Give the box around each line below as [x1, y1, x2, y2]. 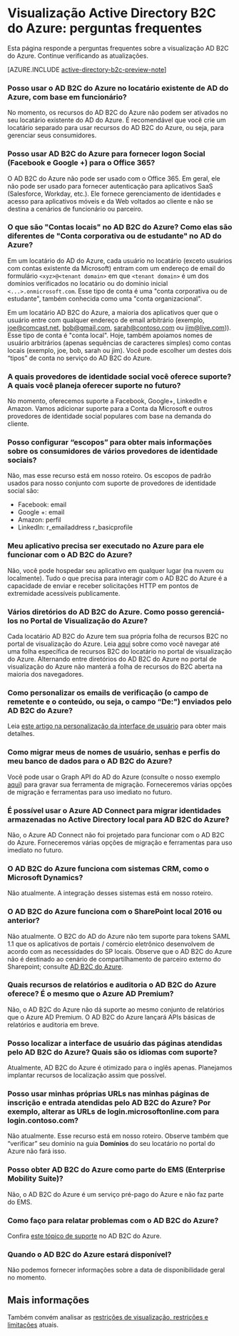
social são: [7, 487, 39, 495]
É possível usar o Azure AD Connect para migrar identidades [7, 805, 222, 815]
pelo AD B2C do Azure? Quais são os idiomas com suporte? [7, 1047, 218, 1057]
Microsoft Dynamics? [7, 872, 83, 882]
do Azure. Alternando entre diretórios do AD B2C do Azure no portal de [7, 655, 217, 664]
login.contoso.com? [7, 1116, 78, 1126]
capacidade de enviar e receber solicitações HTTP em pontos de [7, 581, 198, 590]
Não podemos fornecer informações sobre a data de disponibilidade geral [7, 1266, 225, 1275]
